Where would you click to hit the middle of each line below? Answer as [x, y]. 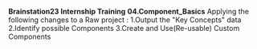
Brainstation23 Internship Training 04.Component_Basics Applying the [128, 11]
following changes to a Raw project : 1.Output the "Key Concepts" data [125, 20]
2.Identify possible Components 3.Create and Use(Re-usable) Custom [124, 28]
